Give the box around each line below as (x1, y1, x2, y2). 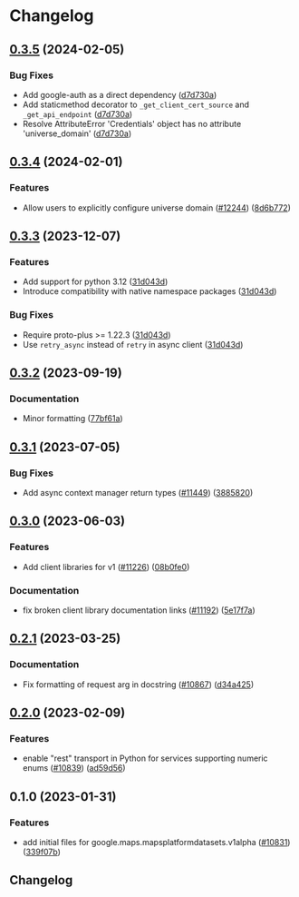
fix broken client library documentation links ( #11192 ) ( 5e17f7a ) (22, 605, 256, 616)
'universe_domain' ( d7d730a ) (22, 128, 132, 139)
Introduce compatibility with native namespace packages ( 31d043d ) (22, 286, 277, 297)
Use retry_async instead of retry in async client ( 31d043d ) (22, 339, 244, 350)
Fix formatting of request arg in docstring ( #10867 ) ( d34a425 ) (22, 678, 255, 690)
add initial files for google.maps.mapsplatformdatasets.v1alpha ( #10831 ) (22, 836, 291, 847)
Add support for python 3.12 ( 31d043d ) (22, 276, 169, 287)
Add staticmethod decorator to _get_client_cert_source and (22, 99, 249, 110)
